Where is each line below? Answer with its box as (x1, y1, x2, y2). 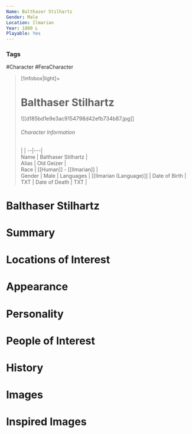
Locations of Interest (6, 253, 110, 266)
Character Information (20, 128, 76, 136)
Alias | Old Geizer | (20, 159, 67, 167)
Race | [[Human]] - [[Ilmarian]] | (20, 166, 99, 173)
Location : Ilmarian (6, 19, 54, 25)
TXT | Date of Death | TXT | (20, 178, 87, 185)
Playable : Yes (6, 31, 41, 37)
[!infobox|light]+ (20, 75, 60, 82)
